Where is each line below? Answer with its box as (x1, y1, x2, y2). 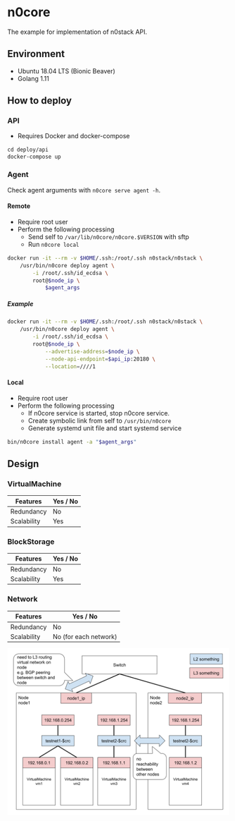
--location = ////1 (44, 363, 96, 370)
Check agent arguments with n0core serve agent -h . (7, 186, 160, 194)
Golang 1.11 (17, 74, 49, 83)
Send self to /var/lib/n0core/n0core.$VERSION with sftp (27, 232, 190, 241)
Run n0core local (27, 240, 80, 248)
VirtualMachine (7, 479, 62, 489)
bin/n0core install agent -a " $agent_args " (7, 438, 137, 445)
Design (7, 458, 39, 470)
